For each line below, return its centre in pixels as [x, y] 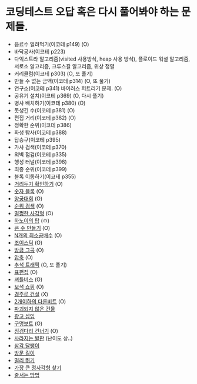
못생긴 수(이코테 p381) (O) [44, 110]
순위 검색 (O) [29, 206]
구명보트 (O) [28, 323]
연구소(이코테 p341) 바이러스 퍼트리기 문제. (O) [68, 88]
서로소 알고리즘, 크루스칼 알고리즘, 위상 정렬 [64, 66]
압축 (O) [24, 257]
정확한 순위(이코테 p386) [43, 125]
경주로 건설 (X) [31, 294]
